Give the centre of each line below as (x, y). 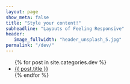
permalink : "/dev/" (30, 46)
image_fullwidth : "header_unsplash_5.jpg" (67, 40)
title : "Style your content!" (44, 23)
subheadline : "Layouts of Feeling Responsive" (65, 28)
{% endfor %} (32, 75)
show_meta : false (27, 17)
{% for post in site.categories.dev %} (60, 62)
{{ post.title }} (31, 68)
